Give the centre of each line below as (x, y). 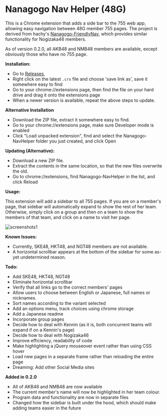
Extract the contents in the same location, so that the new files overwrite (87, 166)
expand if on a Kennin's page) (43, 330)
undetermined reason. (43, 257)
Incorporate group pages (38, 319)
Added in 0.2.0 (21, 377)
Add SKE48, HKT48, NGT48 (41, 276)
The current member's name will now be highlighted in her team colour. (86, 392)
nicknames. (24, 298)
